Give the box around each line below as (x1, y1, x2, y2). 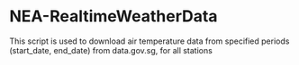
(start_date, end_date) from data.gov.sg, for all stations (9, 45, 213, 55)
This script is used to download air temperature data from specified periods (9, 36, 290, 46)
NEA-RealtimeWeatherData (9, 6, 218, 27)
